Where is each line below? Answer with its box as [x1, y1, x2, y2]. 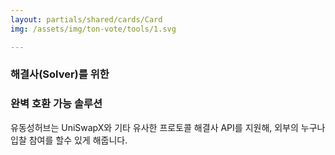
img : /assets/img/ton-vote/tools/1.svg [10, 24, 177, 34]
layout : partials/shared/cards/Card [10, 14, 163, 25]
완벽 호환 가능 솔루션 [10, 97, 103, 111]
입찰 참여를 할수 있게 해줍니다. [10, 134, 128, 146]
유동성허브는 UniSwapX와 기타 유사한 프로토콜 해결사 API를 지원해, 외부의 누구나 [10, 121, 326, 133]
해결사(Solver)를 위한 [10, 67, 110, 81]
